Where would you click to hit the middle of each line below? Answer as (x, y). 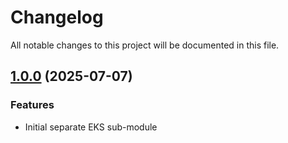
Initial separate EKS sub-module (91, 127)
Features (32, 105)
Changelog (57, 17)
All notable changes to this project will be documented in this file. (145, 45)
